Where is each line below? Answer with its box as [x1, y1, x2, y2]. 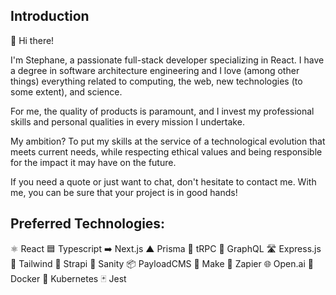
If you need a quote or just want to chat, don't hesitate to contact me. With [10, 175, 317, 188]
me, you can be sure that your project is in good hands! [10, 186, 238, 198]
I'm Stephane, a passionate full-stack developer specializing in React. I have [10, 54, 325, 66]
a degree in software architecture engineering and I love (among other [10, 64, 300, 76]
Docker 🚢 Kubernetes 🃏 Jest [10, 272, 127, 284]
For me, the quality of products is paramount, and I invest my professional [10, 105, 315, 117]
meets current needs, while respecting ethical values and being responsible [10, 145, 323, 158]
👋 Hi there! [10, 34, 55, 46]
